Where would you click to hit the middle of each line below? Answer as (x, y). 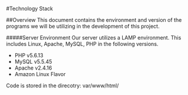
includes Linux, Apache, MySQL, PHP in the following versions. (82, 44)
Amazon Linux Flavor (40, 74)
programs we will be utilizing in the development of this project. (83, 26)
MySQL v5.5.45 (33, 62)
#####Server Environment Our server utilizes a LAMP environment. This (94, 37)
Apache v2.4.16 (33, 68)
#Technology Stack (30, 9)
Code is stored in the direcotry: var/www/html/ (63, 86)
